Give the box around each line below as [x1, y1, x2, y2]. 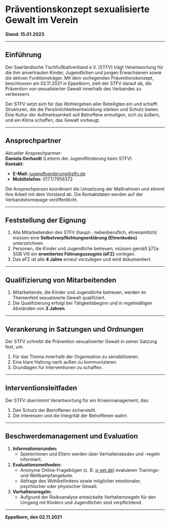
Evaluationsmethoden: [12, 462, 62, 468]
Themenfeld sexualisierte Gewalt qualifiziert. [12, 295, 106, 301]
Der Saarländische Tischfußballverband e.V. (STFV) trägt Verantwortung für [5, 64, 163, 70]
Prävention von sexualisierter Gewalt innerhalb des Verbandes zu [5, 85, 142, 92]
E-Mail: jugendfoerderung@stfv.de [12, 170, 86, 177]
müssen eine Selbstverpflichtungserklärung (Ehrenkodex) [12, 235, 138, 241]
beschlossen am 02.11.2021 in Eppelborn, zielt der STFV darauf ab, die [5, 80, 152, 86]
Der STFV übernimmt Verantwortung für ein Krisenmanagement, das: [5, 397, 150, 403]
